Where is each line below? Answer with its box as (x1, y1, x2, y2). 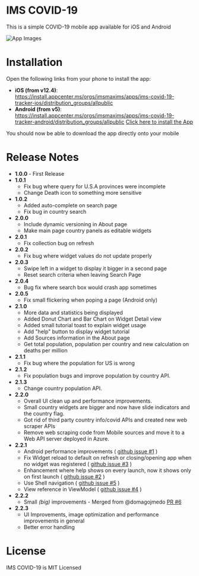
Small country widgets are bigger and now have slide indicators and (23, 403, 190, 410)
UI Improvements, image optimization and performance (23, 511, 159, 518)
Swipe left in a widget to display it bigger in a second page (23, 265, 168, 272)
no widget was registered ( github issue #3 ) (23, 460, 132, 467)
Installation (6, 56, 63, 69)
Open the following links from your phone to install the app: (6, 75, 151, 82)
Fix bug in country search (23, 208, 87, 215)
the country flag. (23, 410, 65, 417)
